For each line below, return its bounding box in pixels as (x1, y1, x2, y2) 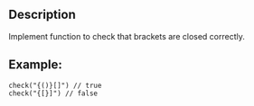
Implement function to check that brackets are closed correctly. (8, 31, 245, 41)
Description (8, 7, 76, 22)
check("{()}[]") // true (8, 81, 102, 90)
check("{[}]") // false (8, 89, 99, 98)
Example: (8, 57, 62, 73)
